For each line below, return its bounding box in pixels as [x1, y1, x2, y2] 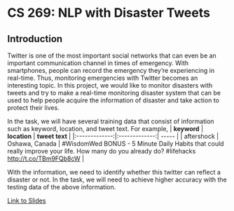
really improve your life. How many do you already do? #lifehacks [7, 147, 196, 155]
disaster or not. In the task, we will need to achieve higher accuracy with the [7, 175, 227, 184]
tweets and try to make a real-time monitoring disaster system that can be [7, 89, 221, 97]
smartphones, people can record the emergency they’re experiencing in [7, 67, 215, 74]
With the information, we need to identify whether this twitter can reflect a [7, 168, 221, 176]
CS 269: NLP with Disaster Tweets [7, 5, 210, 21]
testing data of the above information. [7, 183, 116, 191]
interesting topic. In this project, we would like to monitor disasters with [7, 81, 213, 89]
